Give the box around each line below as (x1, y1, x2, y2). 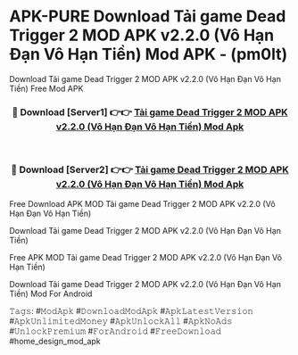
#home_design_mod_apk (9, 335, 101, 346)
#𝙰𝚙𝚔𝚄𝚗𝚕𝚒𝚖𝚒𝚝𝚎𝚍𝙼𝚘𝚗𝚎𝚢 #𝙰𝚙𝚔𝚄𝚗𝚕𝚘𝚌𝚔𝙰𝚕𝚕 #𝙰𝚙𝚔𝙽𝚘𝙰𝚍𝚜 (9, 315, 233, 326)
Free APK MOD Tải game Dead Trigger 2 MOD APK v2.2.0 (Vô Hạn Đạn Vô (9, 252, 283, 262)
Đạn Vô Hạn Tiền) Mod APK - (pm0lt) (9, 45, 288, 64)
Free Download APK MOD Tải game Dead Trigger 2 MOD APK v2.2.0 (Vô (9, 198, 276, 209)
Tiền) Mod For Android (9, 288, 93, 299)
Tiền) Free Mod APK (9, 83, 84, 94)
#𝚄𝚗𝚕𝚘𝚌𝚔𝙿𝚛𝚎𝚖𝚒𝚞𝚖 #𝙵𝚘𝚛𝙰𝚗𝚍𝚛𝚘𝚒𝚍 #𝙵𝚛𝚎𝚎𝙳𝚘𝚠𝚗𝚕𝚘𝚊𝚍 (9, 326, 221, 336)
